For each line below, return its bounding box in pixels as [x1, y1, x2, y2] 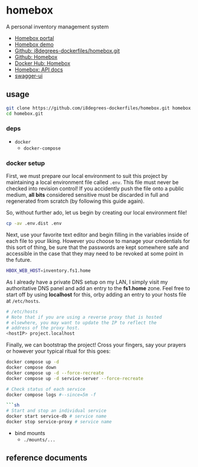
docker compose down [6, 365, 57, 371]
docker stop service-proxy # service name [6, 419, 112, 425]
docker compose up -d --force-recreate [6, 370, 104, 376]
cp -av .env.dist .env [6, 220, 62, 226]
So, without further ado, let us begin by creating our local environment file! [6, 209, 187, 216]
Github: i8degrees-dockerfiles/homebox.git [14, 47, 120, 54]
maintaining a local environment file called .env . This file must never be [6, 179, 179, 186]
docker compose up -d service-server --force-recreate [6, 375, 144, 381]
